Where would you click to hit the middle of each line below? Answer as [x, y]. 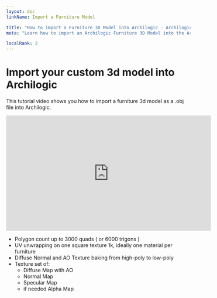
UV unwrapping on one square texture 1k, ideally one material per [93, 245]
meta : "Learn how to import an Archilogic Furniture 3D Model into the [95, 33]
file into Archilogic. [29, 107]
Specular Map [40, 283]
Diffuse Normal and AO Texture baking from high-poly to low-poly [94, 258]
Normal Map [38, 276]
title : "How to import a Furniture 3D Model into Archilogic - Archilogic [99, 28]
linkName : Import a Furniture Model [51, 17]
